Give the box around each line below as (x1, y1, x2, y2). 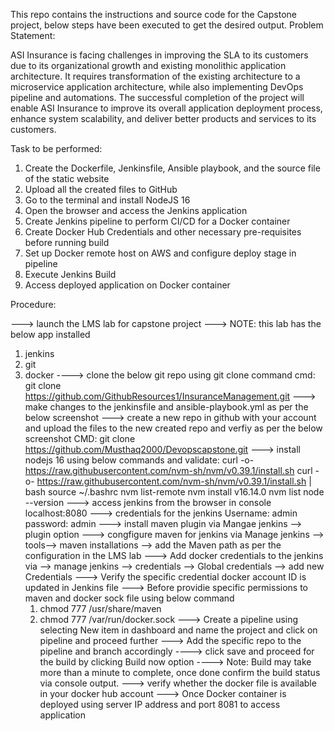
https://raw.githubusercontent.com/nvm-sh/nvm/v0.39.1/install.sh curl (24, 465, 313, 476)
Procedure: (10, 299, 57, 310)
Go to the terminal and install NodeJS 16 (24, 194, 191, 206)
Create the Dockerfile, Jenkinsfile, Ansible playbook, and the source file (24, 162, 321, 174)
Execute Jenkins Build (24, 269, 117, 280)
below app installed (10, 329, 91, 340)
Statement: (10, 30, 56, 41)
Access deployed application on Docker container (24, 279, 231, 291)
